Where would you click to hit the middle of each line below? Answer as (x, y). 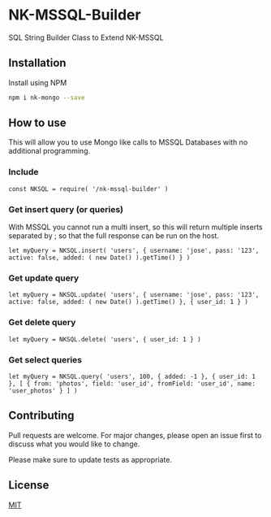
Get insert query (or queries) (66, 209)
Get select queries (45, 359)
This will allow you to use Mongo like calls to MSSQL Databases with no (128, 142)
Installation (37, 63)
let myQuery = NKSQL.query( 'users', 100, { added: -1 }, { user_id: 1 (132, 376)
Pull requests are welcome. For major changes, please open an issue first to (135, 435)
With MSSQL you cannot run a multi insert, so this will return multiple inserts (135, 227)
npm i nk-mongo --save (47, 98)
